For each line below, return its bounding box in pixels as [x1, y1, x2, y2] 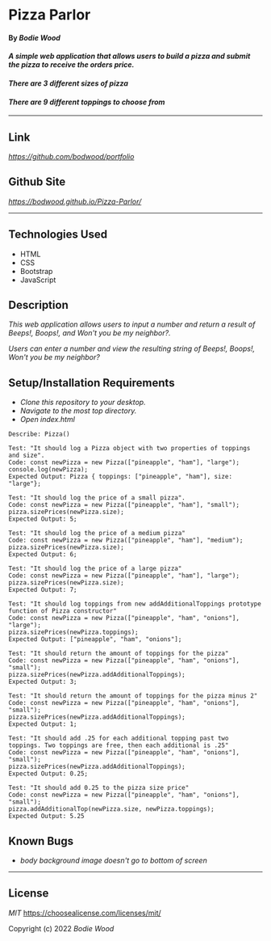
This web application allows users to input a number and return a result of [8, 319, 256, 329]
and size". [8, 451, 45, 460]
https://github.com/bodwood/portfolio [8, 151, 135, 161]
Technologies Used [8, 228, 107, 242]
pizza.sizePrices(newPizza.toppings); [8, 628, 139, 636]
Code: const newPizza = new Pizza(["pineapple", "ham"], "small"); [8, 501, 240, 509]
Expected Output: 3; [8, 677, 78, 686]
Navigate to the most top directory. [19, 406, 137, 416]
